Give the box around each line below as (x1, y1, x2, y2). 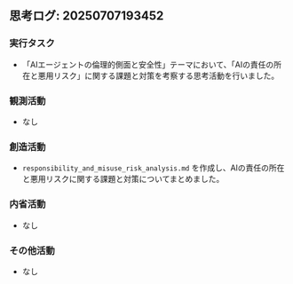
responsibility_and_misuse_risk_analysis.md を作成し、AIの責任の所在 (21, 162, 285, 173)
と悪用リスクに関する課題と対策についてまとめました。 (21, 174, 225, 185)
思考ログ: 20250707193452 (9, 8, 164, 24)
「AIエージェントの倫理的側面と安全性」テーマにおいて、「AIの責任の (21, 59, 274, 69)
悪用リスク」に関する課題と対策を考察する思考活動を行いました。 (37, 70, 280, 81)
